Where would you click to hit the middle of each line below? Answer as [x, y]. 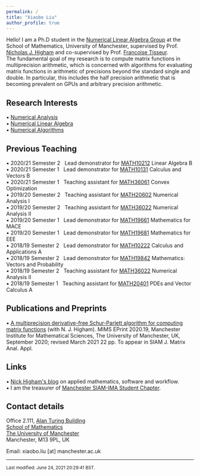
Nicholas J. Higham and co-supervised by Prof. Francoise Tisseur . [87, 52]
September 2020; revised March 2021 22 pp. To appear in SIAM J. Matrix [96, 342]
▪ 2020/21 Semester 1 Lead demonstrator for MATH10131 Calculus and [94, 169]
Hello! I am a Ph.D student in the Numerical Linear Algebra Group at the [93, 40]
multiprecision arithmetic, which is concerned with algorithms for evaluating [99, 65]
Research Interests [42, 103]
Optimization [22, 188]
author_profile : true [33, 23]
